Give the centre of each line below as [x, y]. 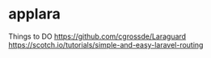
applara [34, 14]
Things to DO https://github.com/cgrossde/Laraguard [97, 36]
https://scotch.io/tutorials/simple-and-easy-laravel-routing [106, 44]
